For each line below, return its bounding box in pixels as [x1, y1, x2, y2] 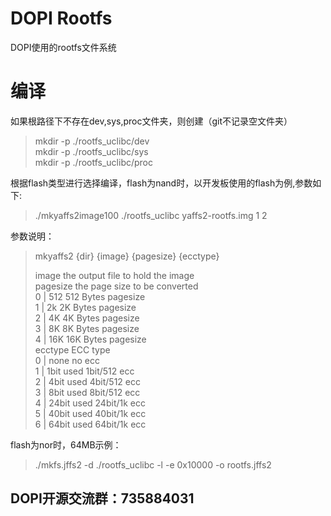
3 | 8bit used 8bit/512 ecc [34, 386, 141, 398]
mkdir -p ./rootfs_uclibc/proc [34, 156, 154, 168]
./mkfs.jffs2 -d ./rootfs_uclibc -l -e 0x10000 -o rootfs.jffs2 [34, 458, 272, 471]
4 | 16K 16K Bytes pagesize [34, 333, 147, 345]
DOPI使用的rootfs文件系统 [10, 41, 117, 53]
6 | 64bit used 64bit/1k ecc [34, 418, 147, 430]
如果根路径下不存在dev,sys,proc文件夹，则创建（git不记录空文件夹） [10, 115, 293, 127]
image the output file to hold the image [34, 269, 195, 281]
